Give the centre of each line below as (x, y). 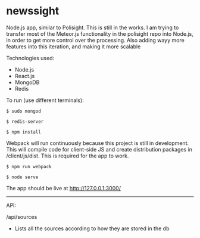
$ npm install (24, 132)
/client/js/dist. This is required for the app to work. (68, 156)
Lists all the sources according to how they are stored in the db (92, 228)
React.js (25, 76)
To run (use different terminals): (45, 100)
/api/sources (22, 217)
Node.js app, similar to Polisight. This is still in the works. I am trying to (93, 27)
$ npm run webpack (29, 166)
